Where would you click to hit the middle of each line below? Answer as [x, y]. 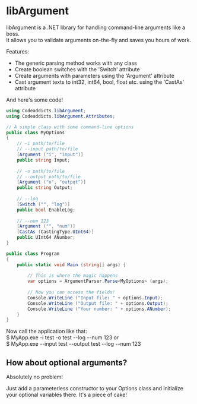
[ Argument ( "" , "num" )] [46, 226]
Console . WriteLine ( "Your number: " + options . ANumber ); [99, 309]
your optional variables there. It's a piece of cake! [67, 395]
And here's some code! [35, 100]
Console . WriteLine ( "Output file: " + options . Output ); [98, 303]
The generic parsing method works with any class [76, 63]
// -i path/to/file [41, 144]
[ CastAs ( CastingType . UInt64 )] [55, 232]
